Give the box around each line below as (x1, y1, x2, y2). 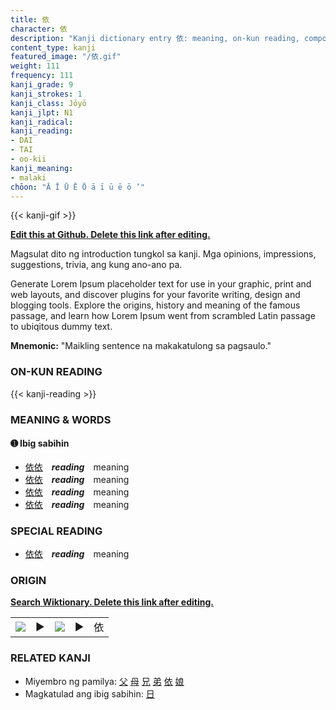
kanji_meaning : (10, 163, 74, 173)
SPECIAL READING (10, 524, 103, 538)
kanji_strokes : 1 (10, 89, 83, 99)
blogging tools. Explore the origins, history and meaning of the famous (10, 299, 301, 311)
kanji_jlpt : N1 (10, 107, 74, 118)
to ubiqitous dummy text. (10, 321, 113, 333)
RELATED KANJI (10, 651, 91, 665)
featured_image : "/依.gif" (10, 52, 122, 62)
